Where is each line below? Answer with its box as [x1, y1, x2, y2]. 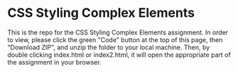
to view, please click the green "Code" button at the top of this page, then [7, 35, 223, 44]
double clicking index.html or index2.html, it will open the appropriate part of [7, 51, 231, 59]
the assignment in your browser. [7, 58, 102, 66]
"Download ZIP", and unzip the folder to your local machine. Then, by [7, 43, 210, 51]
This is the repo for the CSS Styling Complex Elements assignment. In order [7, 28, 229, 36]
